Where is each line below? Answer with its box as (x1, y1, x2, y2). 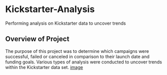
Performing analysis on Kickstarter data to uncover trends (5, 20, 126, 26)
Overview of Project (5, 35, 70, 43)
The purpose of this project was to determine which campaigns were (5, 48, 149, 54)
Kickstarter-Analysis (5, 4, 95, 15)
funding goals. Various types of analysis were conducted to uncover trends (5, 59, 162, 65)
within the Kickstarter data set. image (5, 64, 83, 70)
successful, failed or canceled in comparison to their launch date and (5, 53, 150, 59)
